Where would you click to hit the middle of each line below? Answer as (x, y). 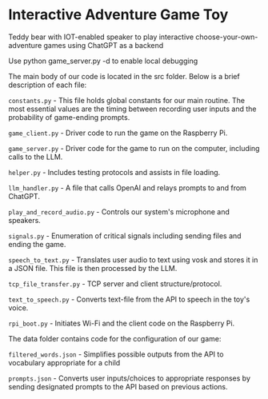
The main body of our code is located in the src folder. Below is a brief (124, 76)
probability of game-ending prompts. (69, 117)
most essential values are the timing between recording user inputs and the (132, 109)
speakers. (25, 220)
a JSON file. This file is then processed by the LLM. (93, 268)
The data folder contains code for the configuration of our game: (115, 338)
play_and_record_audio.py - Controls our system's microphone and (119, 211)
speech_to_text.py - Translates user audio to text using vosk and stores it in (133, 259)
